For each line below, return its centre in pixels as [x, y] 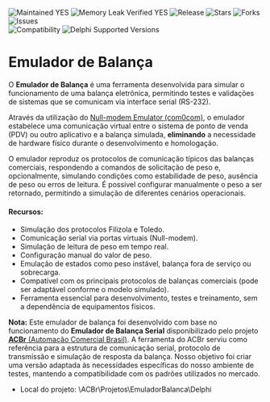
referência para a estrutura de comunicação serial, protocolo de [114, 348]
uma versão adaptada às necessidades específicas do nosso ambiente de [131, 365]
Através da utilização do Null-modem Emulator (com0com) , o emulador [127, 117]
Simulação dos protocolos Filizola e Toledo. [92, 229]
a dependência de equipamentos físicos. [87, 307]
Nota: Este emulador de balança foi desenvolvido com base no [113, 322]
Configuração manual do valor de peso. [86, 255]
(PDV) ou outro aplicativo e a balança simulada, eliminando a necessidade [132, 134]
